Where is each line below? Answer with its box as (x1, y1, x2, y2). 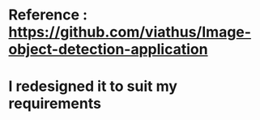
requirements (8, 95, 101, 113)
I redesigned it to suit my (8, 77, 178, 96)
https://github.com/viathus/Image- (8, 23, 252, 41)
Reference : (8, 6, 87, 24)
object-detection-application (8, 41, 208, 58)
